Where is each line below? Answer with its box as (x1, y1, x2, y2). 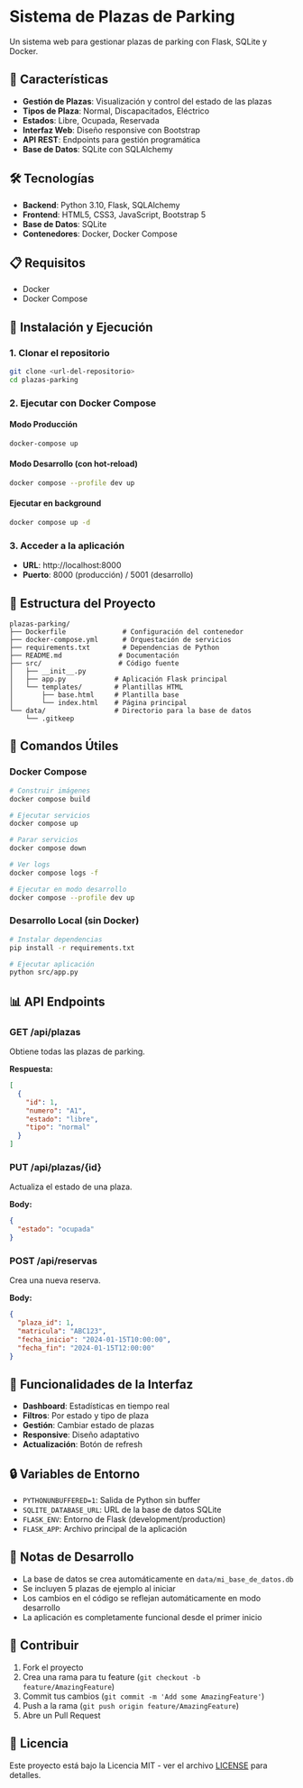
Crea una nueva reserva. (9, 1275, 101, 1286)
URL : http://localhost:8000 (22, 560, 122, 571)
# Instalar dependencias (9, 935, 103, 944)
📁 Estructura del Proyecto (9, 595, 156, 610)
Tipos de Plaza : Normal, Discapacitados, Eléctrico (22, 105, 210, 116)
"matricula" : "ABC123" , (17, 1326, 106, 1335)
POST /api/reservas (9, 1254, 97, 1267)
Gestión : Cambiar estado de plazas (22, 1420, 155, 1431)
